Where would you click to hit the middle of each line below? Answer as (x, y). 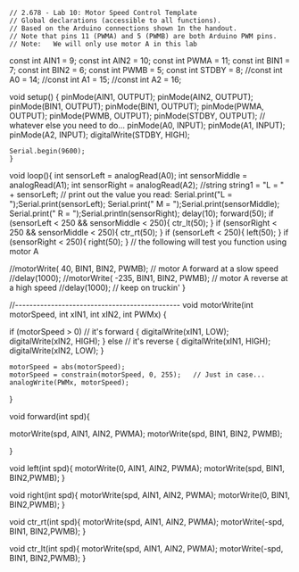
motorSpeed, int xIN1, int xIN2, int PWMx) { (88, 314)
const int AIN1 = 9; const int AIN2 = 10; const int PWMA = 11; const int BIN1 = (150, 61)
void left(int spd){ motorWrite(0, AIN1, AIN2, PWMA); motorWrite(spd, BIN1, (147, 468)
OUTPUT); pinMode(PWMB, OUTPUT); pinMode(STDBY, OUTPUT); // (137, 116)
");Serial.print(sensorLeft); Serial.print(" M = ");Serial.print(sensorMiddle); (145, 204)
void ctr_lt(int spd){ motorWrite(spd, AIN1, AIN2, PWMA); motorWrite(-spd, (146, 548)
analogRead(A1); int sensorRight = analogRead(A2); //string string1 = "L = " (147, 185)
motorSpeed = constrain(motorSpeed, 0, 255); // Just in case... (137, 375)
